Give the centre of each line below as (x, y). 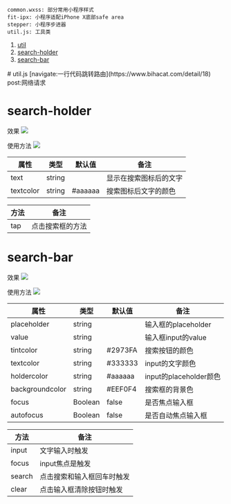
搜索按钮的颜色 (169, 350)
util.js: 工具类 (29, 32)
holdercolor (29, 376)
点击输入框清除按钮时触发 (81, 489)
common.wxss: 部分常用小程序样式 (51, 10)
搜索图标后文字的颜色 (141, 191)
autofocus (27, 415)
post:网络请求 (27, 82)
